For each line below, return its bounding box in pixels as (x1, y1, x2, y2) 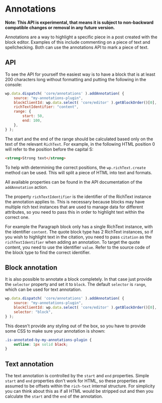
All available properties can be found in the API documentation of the (5, 179, 143, 185)
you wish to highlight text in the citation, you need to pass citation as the (5, 234, 152, 240)
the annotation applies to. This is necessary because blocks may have (5, 199, 145, 204)
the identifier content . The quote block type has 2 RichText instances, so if (5, 229, 153, 235)
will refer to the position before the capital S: (5, 146, 93, 152)
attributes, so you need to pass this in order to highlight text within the (5, 209, 145, 215)
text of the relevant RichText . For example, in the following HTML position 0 (5, 141, 155, 147)
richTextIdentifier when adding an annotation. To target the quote (5, 239, 140, 245)
